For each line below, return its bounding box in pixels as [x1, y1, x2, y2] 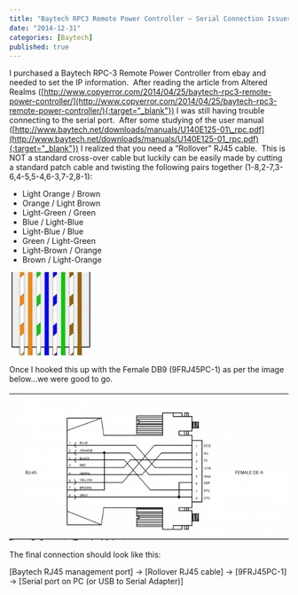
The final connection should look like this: [9, 549, 161, 560]
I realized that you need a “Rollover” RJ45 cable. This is [80, 143, 286, 154]
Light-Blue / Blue [21, 226, 84, 237]
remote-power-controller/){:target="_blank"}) [9, 106, 175, 116]
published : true [9, 43, 69, 51]
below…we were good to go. [9, 373, 114, 385]
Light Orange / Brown [21, 189, 101, 200]
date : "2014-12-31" [9, 23, 82, 33]
